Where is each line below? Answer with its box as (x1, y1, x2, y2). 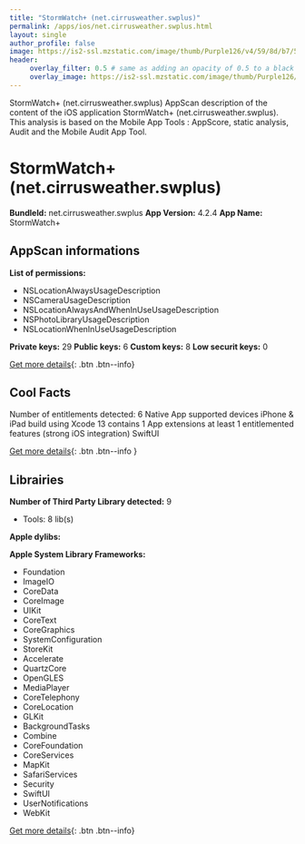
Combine (22, 731, 57, 741)
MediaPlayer (22, 682, 70, 693)
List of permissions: (9, 267, 86, 278)
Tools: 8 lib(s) (22, 514, 74, 525)
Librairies (9, 472, 64, 487)
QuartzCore (22, 663, 67, 674)
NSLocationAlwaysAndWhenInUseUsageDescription (22, 304, 220, 315)
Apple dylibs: (9, 532, 61, 543)
